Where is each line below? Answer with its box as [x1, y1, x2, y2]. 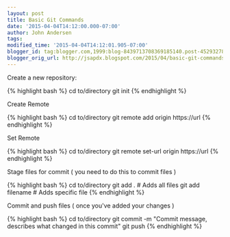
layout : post [7, 10, 44, 17]
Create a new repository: [7, 73, 77, 82]
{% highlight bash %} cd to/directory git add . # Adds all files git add [7, 181, 200, 189]
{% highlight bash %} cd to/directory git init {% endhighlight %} [7, 86, 187, 95]
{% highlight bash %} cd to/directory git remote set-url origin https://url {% [7, 147, 219, 155]
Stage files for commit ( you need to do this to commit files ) [7, 167, 177, 175]
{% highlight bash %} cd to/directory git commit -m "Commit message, [7, 214, 207, 223]
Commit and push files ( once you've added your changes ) [7, 201, 175, 210]
